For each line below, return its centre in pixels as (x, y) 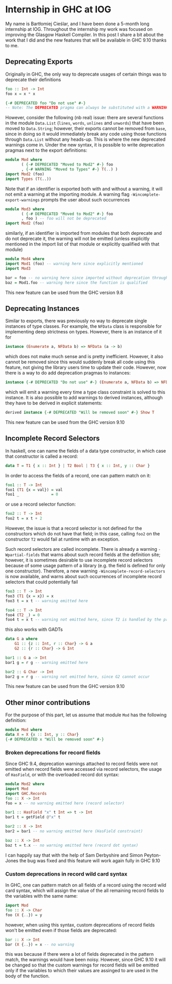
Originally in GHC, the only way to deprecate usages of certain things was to (86, 74)
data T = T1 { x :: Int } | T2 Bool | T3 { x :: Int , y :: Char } (78, 466)
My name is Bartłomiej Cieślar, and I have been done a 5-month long (77, 24)
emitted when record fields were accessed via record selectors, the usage (84, 769)
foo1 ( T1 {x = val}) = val (34, 490)
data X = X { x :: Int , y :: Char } (42, 735)
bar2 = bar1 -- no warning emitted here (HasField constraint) (74, 831)
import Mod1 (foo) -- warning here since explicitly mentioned (74, 264)
